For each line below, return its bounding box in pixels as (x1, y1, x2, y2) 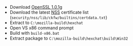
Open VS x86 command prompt (9, 25, 74, 31)
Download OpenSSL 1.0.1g (9, 4, 63, 10)
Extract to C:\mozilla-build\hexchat (9, 20, 83, 25)
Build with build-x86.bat (9, 30, 60, 36)
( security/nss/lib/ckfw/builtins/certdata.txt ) (9, 15, 108, 20)
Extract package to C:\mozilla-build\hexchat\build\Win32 (9, 35, 128, 41)
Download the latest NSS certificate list (9, 9, 89, 15)
